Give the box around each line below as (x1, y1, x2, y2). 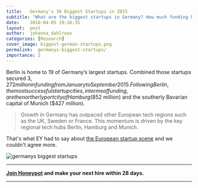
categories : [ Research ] (6, 36, 65, 42)
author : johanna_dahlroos (6, 31, 72, 36)
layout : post (6, 25, 41, 31)
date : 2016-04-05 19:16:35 (6, 19, 81, 25)
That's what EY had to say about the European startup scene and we (6, 135, 173, 142)
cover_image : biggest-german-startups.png (6, 42, 112, 48)
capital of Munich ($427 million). (6, 99, 85, 106)
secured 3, (6, 75, 32, 82)
